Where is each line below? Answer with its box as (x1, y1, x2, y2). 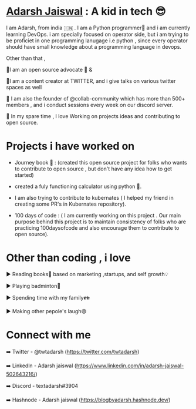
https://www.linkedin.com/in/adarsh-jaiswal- (76, 362, 184, 369)
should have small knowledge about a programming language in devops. (6, 43, 182, 50)
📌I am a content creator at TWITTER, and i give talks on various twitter (6, 77, 176, 84)
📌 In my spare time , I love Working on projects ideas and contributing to (6, 112, 181, 119)
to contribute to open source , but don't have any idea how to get (14, 165, 172, 172)
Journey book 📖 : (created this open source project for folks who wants (14, 159, 187, 166)
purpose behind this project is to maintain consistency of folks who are (14, 218, 187, 225)
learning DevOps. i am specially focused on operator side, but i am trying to (6, 31, 189, 38)
